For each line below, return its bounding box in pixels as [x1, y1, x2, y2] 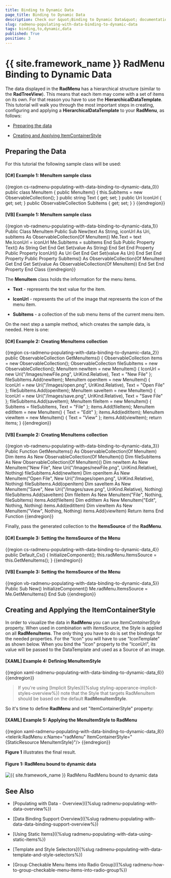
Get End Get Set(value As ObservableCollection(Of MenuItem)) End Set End [5, 261, 164, 267]
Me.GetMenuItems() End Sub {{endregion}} [5, 591, 96, 597]
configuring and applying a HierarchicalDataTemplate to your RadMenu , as [5, 107, 164, 113]
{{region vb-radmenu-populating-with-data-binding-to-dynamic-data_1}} [5, 223, 159, 229]
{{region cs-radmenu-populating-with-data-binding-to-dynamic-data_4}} [5, 546, 159, 552]
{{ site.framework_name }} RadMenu [5, 58, 165, 69]
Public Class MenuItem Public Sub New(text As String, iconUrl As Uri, [5, 228, 151, 235]
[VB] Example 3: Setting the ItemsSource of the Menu [5, 569, 121, 575]
